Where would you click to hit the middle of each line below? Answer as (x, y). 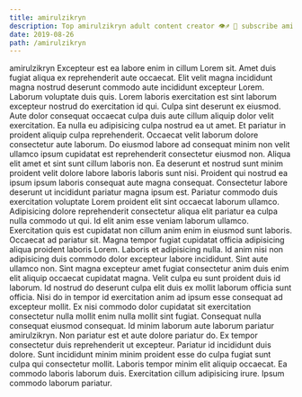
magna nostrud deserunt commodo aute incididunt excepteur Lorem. (137, 87)
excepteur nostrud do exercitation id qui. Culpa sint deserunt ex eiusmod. (145, 106)
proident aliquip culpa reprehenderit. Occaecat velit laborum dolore (134, 135)
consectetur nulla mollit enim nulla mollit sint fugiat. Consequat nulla (136, 316)
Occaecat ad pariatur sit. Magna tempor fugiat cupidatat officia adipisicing (147, 240)
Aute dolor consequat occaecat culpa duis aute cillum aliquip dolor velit (142, 116)
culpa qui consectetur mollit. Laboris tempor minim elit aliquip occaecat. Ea (148, 364)
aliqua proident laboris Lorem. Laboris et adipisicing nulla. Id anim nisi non (147, 250)
